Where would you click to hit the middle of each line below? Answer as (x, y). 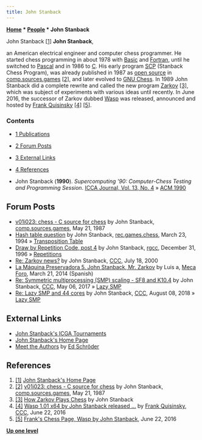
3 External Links (35, 157)
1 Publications (33, 134)
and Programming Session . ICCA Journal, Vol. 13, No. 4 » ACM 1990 (101, 187)
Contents (20, 121)
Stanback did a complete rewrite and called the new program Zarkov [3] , (97, 85)
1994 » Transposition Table (49, 241)
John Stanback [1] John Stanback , (50, 41)
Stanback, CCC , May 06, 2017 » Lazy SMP (68, 286)
